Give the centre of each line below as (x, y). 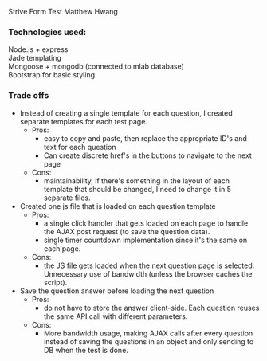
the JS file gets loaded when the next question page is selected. (149, 265)
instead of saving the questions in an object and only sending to (149, 341)
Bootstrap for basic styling (52, 75)
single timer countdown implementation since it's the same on (145, 240)
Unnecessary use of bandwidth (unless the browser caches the (148, 273)
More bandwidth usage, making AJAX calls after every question (148, 333)
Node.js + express (38, 49)
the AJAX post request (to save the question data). (127, 231)
